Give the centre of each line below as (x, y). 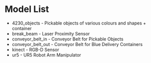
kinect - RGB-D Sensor (35, 49)
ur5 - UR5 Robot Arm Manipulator (46, 55)
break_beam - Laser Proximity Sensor (51, 33)
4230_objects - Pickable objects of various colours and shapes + (79, 23)
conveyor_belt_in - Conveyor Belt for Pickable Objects (67, 39)
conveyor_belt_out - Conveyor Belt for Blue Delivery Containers (77, 44)
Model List (27, 9)
